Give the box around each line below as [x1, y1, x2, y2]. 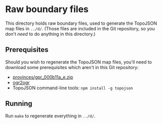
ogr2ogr [12, 79, 30, 85]
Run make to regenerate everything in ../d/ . [5, 112, 96, 119]
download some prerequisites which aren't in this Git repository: [5, 64, 139, 70]
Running [5, 99, 33, 108]
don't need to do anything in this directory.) [5, 31, 96, 37]
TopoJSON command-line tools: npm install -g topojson [12, 85, 133, 91]
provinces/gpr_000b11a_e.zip [12, 74, 73, 80]
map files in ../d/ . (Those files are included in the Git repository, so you [5, 25, 155, 31]
